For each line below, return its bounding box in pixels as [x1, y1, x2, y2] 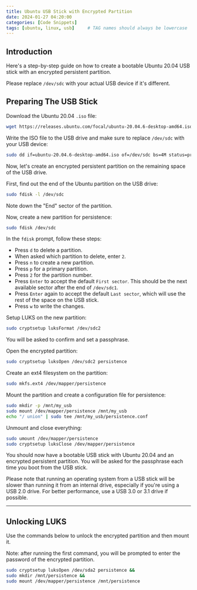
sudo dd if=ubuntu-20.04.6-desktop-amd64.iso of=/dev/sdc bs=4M [6, 152, 167, 158]
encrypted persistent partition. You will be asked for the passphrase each [6, 458, 184, 465]
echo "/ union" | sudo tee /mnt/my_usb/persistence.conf [6, 413, 148, 419]
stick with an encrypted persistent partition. [6, 69, 111, 76]
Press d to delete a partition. [14, 247, 83, 254]
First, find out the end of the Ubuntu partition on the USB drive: [6, 180, 158, 187]
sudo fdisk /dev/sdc [6, 225, 57, 230]
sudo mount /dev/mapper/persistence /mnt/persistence [6, 578, 141, 584]
